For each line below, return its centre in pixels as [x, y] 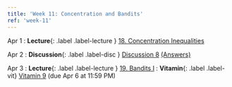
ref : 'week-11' [30, 21]
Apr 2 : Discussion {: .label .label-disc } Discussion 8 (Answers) [99, 54]
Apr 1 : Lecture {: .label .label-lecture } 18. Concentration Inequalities [106, 40]
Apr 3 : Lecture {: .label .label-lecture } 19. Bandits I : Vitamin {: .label [106, 68]
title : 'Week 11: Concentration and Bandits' [75, 14]
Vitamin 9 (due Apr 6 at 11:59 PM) [67, 76]
